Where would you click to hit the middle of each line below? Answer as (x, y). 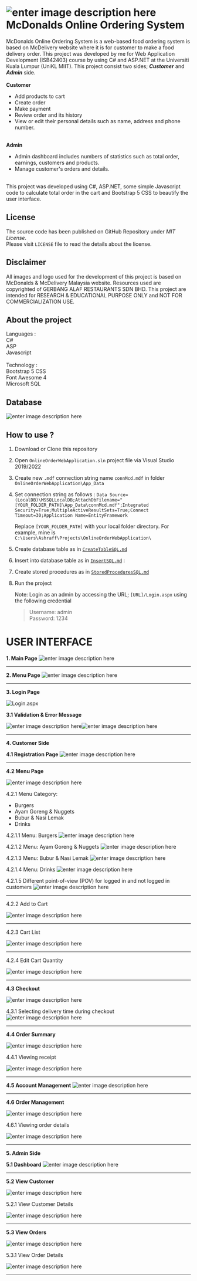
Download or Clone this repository (56, 449)
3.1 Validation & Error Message (44, 714)
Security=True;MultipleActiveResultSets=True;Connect (81, 510)
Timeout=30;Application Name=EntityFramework (71, 516)
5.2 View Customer (30, 1181)
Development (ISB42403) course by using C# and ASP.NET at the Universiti (98, 60)
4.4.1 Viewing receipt (31, 1057)
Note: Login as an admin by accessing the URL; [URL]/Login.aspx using (101, 594)
